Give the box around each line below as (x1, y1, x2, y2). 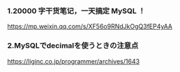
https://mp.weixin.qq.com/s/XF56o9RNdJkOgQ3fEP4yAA (7, 22, 173, 30)
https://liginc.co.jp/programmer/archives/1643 (7, 57, 140, 65)
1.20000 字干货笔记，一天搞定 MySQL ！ (7, 6, 146, 15)
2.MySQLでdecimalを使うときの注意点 (7, 41, 139, 51)
